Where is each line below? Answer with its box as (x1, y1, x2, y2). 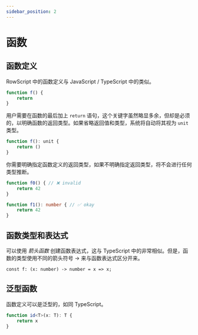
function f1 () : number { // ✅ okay (6, 202, 95, 208)
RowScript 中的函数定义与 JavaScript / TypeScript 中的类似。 (6, 78, 155, 85)
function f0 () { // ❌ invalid (6, 180, 81, 186)
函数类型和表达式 (6, 231, 68, 241)
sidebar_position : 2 (6, 8, 57, 15)
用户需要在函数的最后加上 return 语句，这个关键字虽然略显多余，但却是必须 (6, 112, 190, 119)
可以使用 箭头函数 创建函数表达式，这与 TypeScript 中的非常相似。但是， (6, 247, 183, 254)
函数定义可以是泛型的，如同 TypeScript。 (6, 300, 107, 307)
